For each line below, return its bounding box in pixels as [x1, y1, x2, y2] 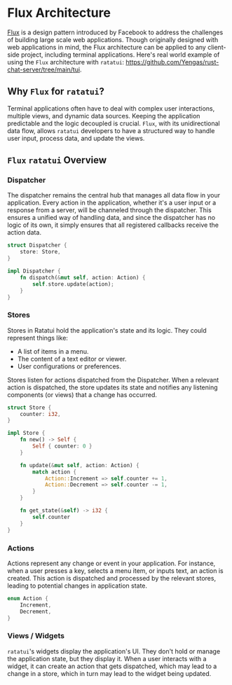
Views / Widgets [7, 631, 65, 641]
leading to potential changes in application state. [7, 581, 148, 590]
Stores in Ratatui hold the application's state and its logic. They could [7, 326, 207, 334]
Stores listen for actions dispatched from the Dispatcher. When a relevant [7, 375, 219, 384]
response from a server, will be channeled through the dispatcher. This [7, 206, 212, 214]
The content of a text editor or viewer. [17, 354, 128, 363]
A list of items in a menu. [17, 347, 89, 355]
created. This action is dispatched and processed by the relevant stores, [7, 574, 216, 582]
